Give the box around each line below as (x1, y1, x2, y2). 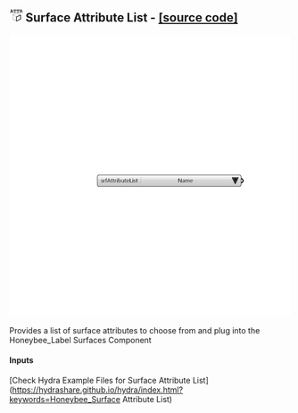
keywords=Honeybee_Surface (9, 394, 120, 405)
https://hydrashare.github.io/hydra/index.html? (12, 384, 184, 395)
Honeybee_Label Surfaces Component (9, 334, 152, 345)
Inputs (9, 355, 34, 366)
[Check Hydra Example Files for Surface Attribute (9, 375, 191, 386)
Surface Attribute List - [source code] (25, 10, 238, 26)
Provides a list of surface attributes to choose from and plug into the (9, 324, 261, 335)
